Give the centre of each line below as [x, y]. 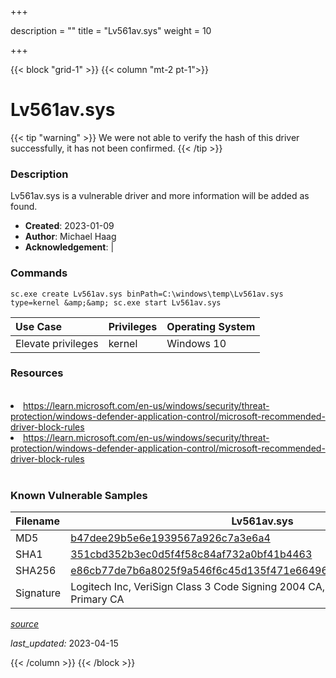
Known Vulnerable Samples [79, 495]
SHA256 [36, 571]
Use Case [39, 326]
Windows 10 [196, 343]
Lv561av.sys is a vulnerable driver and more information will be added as [160, 196]
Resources [37, 373]
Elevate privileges [57, 343]
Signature [38, 593]
